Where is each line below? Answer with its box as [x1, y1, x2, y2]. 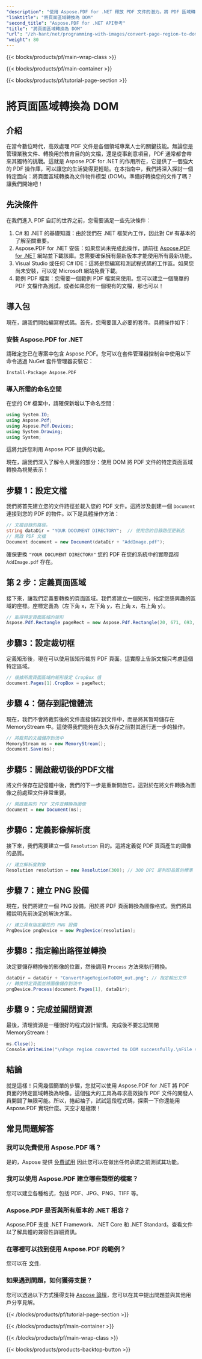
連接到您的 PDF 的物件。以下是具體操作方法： [6, 510, 120, 517]
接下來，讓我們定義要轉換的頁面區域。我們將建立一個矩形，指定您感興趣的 [6, 595, 191, 602]
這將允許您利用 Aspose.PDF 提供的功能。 [6, 446, 108, 453]
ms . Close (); [6, 1041, 36, 1047]
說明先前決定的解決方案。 [11, 910, 75, 917]
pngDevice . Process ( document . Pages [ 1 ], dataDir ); [6, 986, 130, 992]
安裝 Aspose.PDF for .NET [6, 335, 83, 343]
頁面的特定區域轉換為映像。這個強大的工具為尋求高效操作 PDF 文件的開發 [6, 1089, 188, 1096]
